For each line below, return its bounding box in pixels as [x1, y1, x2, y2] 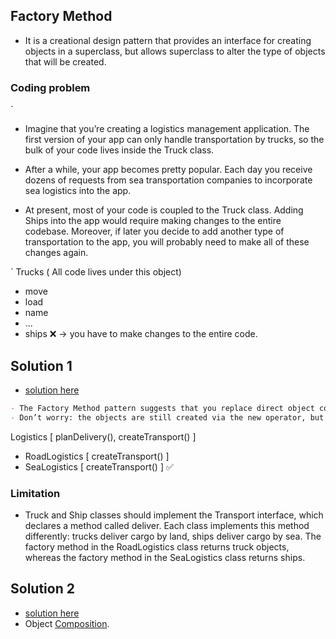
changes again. [24, 247, 89, 259]
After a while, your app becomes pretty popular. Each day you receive [24, 164, 313, 176]
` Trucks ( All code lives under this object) [10, 266, 182, 278]
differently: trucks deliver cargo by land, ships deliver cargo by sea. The [24, 530, 322, 542]
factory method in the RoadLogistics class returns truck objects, [24, 540, 290, 553]
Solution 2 [10, 580, 75, 598]
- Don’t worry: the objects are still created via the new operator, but [10, 412, 325, 423]
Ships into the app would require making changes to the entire [24, 215, 282, 227]
